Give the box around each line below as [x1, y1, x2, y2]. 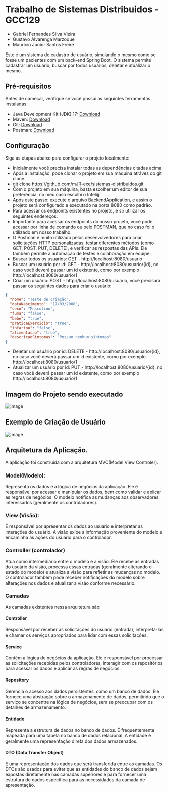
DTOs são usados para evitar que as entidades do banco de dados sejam [5, 766, 157, 772]
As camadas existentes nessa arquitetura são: [5, 604, 101, 610]
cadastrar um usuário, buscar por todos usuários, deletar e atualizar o [5, 62, 150, 68]
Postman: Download [12, 127, 54, 133]
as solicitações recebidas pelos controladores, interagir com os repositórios [5, 660, 163, 666]
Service [5, 644, 22, 650]
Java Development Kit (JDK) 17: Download [12, 111, 101, 117]
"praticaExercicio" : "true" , [10, 321, 71, 326]
